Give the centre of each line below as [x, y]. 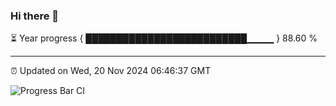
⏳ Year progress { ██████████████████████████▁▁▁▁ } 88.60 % [164, 38]
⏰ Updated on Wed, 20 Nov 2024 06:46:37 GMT [111, 71]
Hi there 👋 [35, 16]
